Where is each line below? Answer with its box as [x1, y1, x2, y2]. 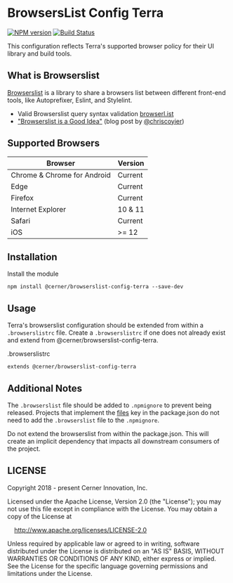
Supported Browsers [7, 137, 100, 149]
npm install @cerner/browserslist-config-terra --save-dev [7, 283, 184, 290]
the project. [7, 444, 41, 453]
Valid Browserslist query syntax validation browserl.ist [17, 109, 174, 117]
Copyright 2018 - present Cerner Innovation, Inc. [7, 483, 148, 492]
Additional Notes [7, 382, 83, 395]
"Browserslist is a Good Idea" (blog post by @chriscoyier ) [17, 117, 185, 125]
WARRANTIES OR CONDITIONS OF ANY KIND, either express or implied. [7, 554, 216, 563]
